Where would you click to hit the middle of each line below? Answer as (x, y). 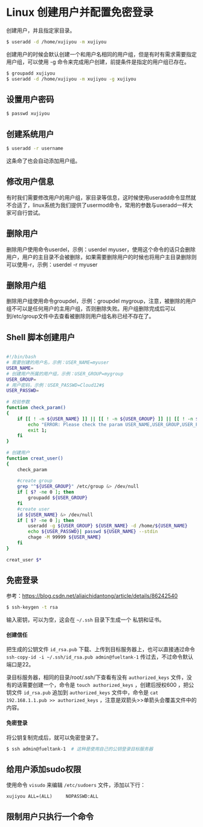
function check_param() (36, 408)
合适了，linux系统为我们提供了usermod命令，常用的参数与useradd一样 (99, 205)
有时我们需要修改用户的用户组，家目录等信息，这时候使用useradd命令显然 (99, 197)
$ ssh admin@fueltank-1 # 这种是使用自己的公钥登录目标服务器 (80, 749)
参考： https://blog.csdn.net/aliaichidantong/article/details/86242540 (92, 596)
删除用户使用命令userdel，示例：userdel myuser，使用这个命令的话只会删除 (101, 249)
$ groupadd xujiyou (31, 73)
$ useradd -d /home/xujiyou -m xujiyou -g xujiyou (71, 79)
